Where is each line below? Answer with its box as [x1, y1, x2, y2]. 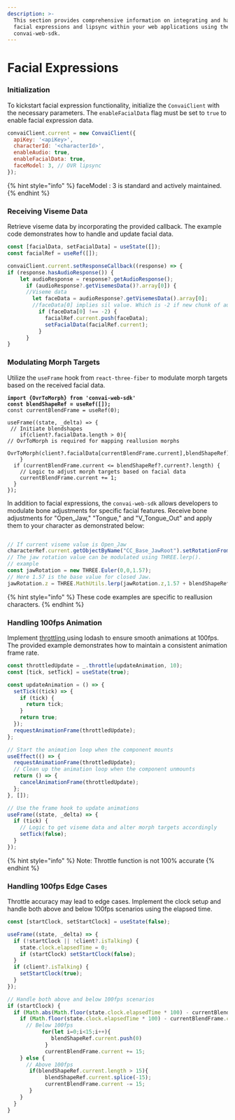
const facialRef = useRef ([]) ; [7, 250, 99, 257]
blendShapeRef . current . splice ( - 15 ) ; [44, 1074, 152, 1081]
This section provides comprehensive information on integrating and [13, 17, 220, 24]
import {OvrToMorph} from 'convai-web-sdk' [7, 394, 136, 401]
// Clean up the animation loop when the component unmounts [13, 766, 196, 773]
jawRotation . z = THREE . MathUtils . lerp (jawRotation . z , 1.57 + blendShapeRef [7, 580, 230, 587]
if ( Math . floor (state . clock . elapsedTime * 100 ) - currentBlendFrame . [20, 1015, 227, 1022]
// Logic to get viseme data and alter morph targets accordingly [20, 824, 218, 832]
